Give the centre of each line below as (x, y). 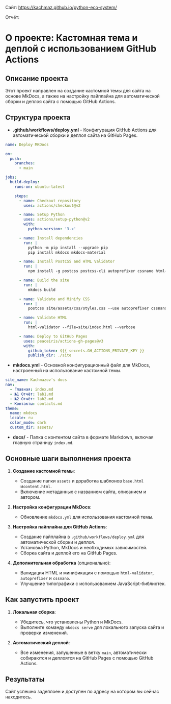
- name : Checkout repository (50, 201)
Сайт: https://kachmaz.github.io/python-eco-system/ (61, 7)
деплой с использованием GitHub (81, 49)
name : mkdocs (24, 413)
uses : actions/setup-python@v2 (57, 220)
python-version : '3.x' (52, 229)
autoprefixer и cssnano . (45, 578)
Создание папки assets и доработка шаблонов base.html (82, 481)
